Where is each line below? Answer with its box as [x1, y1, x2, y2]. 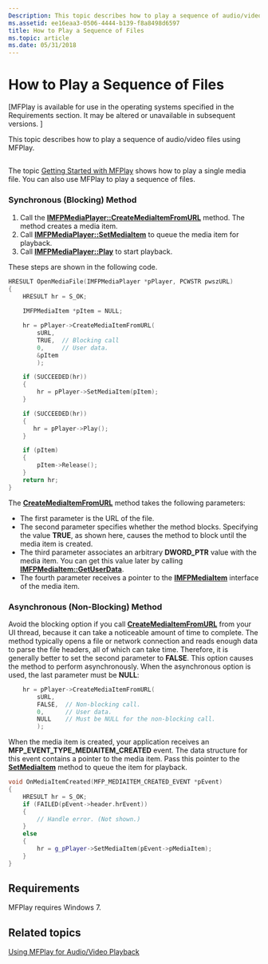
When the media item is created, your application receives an [8, 737, 210, 747]
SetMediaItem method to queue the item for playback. [8, 763, 187, 772]
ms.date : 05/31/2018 [8, 41, 77, 49]
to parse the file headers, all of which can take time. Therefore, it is [8, 644, 229, 654]
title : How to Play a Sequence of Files [8, 26, 145, 34]
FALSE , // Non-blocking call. [37, 700, 141, 709]
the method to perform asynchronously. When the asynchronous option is [8, 662, 251, 671]
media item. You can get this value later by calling [19, 555, 183, 565]
